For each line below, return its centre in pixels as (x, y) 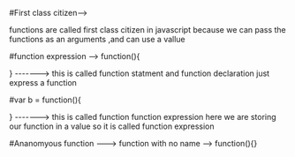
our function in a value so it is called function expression (112, 126)
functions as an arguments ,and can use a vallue (97, 39)
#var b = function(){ (45, 100)
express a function (43, 82)
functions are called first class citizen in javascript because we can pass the (148, 30)
